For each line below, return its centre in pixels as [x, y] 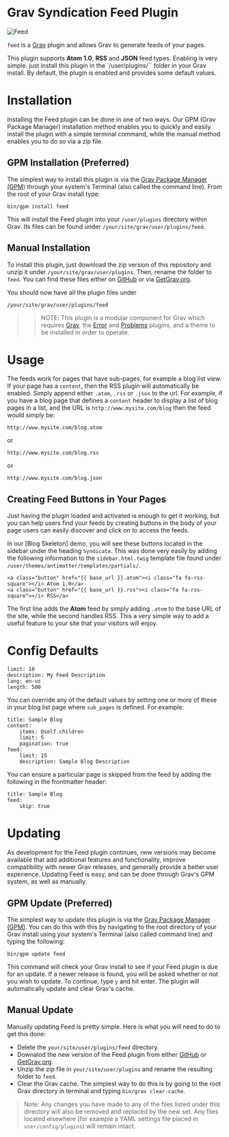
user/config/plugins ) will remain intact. [80, 1126]
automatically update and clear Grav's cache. [71, 988]
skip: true [35, 807]
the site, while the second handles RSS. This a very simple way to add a [108, 616]
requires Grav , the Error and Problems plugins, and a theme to [128, 325]
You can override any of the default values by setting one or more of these [112, 700]
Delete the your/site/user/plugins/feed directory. [88, 1047]
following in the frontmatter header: [57, 782]
